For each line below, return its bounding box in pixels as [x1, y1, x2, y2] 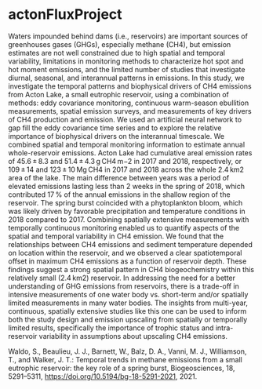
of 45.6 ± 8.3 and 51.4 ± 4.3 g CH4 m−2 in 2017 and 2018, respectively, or [8, 156, 242, 165]
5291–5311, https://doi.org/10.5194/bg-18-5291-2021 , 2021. [8, 371, 198, 381]
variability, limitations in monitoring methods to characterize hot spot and [8, 56, 244, 66]
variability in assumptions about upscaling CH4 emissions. [38, 331, 227, 340]
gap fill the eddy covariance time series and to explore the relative [8, 123, 222, 133]
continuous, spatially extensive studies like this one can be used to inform [8, 306, 247, 315]
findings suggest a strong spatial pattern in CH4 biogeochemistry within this [8, 264, 255, 274]
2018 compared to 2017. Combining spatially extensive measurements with [8, 214, 249, 224]
